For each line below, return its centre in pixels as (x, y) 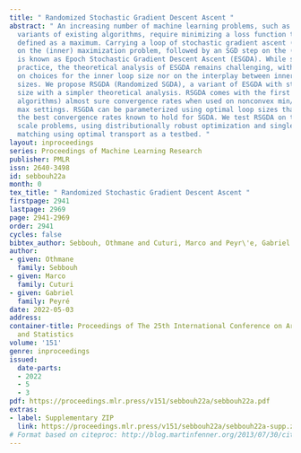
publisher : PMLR (39, 159)
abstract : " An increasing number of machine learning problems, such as (150, 26)
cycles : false (36, 234)
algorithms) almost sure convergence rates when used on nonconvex (146, 101)
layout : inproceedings (52, 143)
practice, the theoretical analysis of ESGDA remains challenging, (146, 68)
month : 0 (26, 185)
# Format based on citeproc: (64, 435)
